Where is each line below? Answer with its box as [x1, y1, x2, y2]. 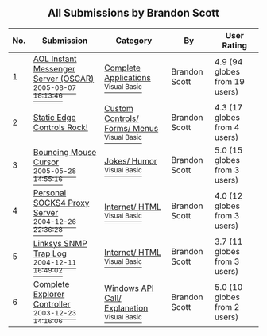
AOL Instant [33, 53, 77, 64]
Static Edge [33, 111, 76, 122]
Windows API [104, 282, 154, 293]
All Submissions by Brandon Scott [47, 6, 220, 20]
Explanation [104, 302, 149, 313]
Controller [33, 298, 71, 309]
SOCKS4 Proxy [33, 197, 90, 208]
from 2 [214, 301, 240, 312]
